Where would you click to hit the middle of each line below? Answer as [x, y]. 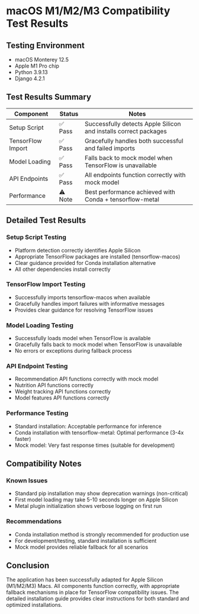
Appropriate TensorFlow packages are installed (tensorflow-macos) [97, 257]
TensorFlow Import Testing [46, 284]
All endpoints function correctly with [135, 175]
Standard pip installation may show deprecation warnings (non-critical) [101, 494]
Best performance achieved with [130, 192]
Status [69, 114]
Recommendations [34, 522]
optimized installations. [34, 605]
